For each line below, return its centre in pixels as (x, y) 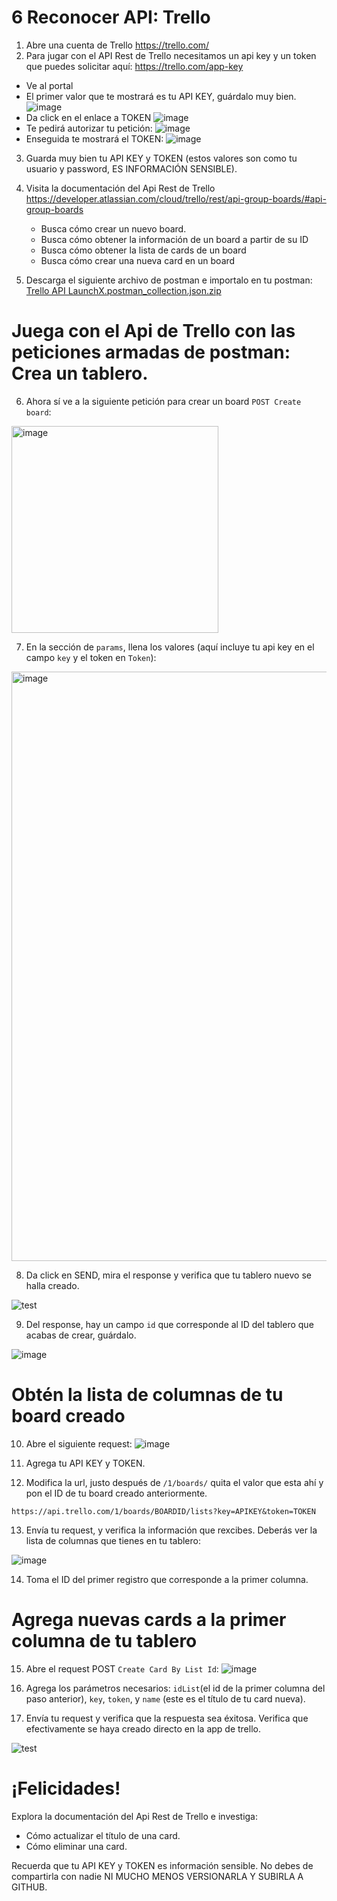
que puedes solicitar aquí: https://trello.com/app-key (134, 66)
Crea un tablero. (80, 373)
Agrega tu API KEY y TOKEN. (85, 1463)
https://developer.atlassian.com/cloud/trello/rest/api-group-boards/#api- (176, 198)
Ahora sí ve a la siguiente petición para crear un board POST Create (163, 401)
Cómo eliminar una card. (76, 1846)
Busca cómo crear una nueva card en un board (138, 260)
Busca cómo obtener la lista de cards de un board (143, 250)
